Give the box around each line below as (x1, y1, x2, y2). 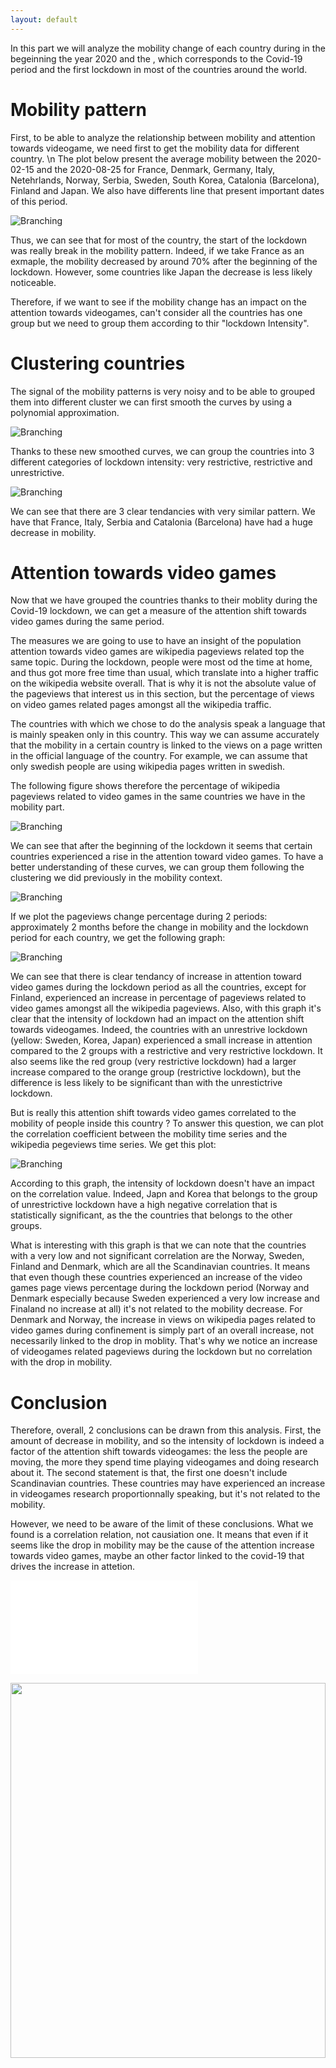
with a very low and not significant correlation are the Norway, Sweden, (10, 1250, 305, 1262)
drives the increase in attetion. (10, 1561, 136, 1573)
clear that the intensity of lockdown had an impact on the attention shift (10, 1013, 305, 1025)
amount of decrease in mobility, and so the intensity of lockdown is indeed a (10, 1435, 325, 1447)
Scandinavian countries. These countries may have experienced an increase (10, 1477, 326, 1490)
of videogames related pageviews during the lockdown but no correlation (10, 1346, 313, 1358)
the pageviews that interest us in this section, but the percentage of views (10, 688, 315, 700)
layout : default (10, 14, 78, 25)
